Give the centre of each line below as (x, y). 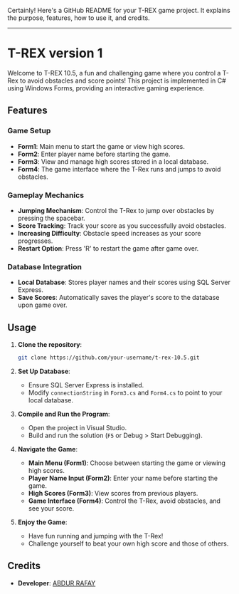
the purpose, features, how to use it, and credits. (79, 18)
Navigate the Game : (48, 449)
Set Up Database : (44, 371)
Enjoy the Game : (42, 522)
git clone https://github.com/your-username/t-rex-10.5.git (108, 358)
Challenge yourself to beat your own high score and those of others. (128, 543)
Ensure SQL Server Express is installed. (86, 385)
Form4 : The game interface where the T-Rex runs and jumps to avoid (119, 169)
